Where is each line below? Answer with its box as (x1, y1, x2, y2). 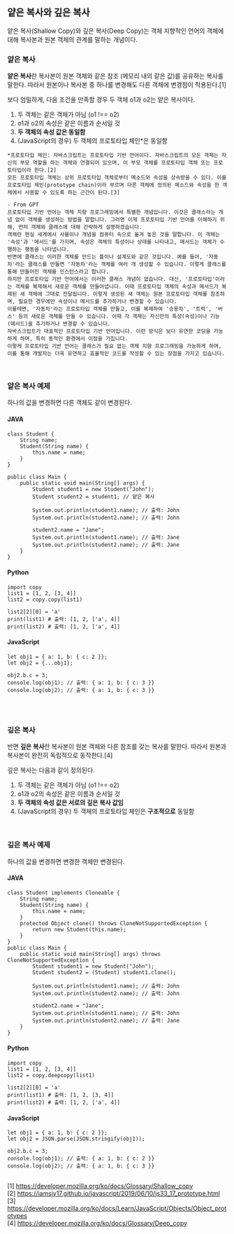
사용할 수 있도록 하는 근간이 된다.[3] (24, 189, 120, 196)
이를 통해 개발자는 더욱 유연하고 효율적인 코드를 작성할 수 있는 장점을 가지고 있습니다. (7, 350, 225, 357)
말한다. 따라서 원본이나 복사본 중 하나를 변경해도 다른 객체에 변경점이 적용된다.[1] (7, 81, 227, 89)
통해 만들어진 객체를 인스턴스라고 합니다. (7, 268, 110, 275)
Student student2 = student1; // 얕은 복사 (32, 493, 155, 500)
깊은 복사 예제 (7, 840, 51, 850)
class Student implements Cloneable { (7, 889, 120, 896)
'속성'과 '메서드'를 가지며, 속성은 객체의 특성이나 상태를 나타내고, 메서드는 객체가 (7, 239, 217, 246)
